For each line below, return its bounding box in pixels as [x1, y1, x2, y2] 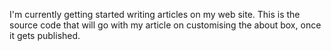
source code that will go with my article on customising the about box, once [9, 19, 322, 31]
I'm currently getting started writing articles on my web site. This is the [9, 9, 301, 20]
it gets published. [9, 30, 81, 41]
